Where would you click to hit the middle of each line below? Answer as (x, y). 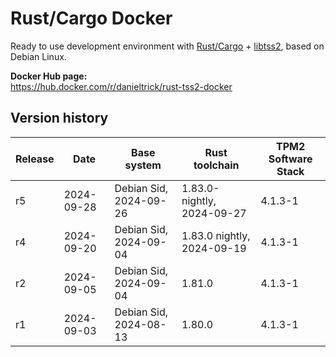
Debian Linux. (38, 56)
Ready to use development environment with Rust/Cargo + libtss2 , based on (167, 46)
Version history (59, 118)
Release (35, 159)
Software (290, 159)
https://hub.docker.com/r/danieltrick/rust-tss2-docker (121, 86)
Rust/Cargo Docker (91, 18)
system (143, 165)
